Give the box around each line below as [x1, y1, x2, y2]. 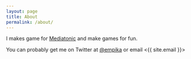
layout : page [6, 8, 38, 14]
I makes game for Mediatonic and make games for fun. [6, 35, 138, 42]
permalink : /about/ [6, 19, 54, 25]
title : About [6, 14, 38, 20]
